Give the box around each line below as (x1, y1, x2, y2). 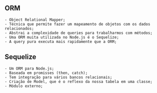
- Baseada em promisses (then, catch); (4, 70, 88, 75)
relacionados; (4, 26, 34, 31)
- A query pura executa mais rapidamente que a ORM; (4, 39, 117, 44)
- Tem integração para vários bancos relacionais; (4, 74, 112, 79)
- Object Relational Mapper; (4, 17, 65, 22)
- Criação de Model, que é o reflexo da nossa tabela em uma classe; (4, 79, 153, 84)
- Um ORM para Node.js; (4, 66, 54, 71)
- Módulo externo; (4, 83, 43, 88)
